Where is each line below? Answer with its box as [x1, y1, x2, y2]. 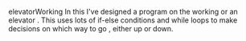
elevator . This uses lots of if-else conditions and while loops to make [8, 15, 238, 25]
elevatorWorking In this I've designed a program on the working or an [8, 7, 239, 16]
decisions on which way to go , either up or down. [8, 24, 174, 33]
